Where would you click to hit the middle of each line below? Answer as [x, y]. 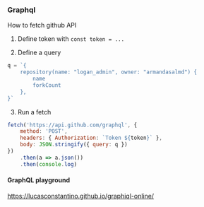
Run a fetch [34, 112]
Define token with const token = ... [71, 39]
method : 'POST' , [44, 131]
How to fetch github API [42, 25]
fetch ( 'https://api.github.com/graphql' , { [72, 125]
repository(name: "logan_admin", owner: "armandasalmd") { [109, 72]
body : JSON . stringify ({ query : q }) [74, 145]
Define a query [39, 53]
